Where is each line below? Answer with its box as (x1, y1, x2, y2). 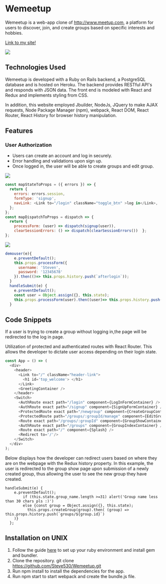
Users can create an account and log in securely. (12, 153, 113, 159)
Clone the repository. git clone (12, 557, 74, 563)
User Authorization (5, 142, 52, 149)
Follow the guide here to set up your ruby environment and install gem (12, 547, 155, 553)
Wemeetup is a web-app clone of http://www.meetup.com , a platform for (5, 19, 154, 25)
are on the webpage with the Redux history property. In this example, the (5, 460, 154, 466)
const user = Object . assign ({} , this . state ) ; (14, 292, 110, 297)
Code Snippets (5, 315, 52, 324)
